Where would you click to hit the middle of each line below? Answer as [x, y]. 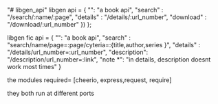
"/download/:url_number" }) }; [49, 24]
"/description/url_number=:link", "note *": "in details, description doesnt [109, 60]
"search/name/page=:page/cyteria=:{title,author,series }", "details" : [104, 45]
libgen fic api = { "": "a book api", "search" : [69, 38]
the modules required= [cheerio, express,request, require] [89, 80]
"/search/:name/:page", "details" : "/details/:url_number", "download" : [107, 17]
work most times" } [34, 67]
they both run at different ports [51, 93]
